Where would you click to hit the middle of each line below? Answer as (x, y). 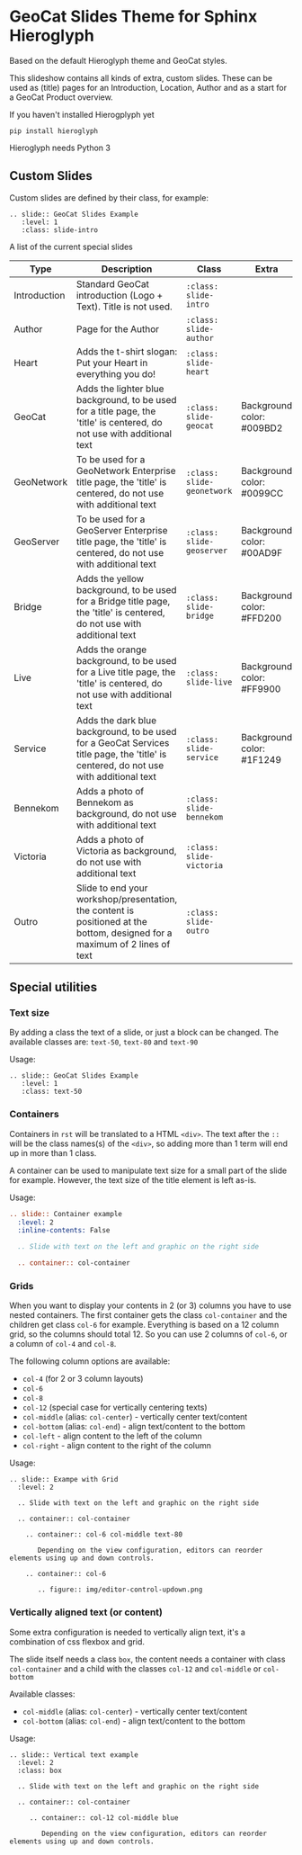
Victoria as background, (126, 850)
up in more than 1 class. (53, 1152)
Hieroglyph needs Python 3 (60, 148)
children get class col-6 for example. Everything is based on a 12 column (144, 1325)
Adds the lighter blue (120, 389)
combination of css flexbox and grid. (77, 1641)
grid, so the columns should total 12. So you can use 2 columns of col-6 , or (148, 1334)
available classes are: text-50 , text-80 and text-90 (104, 1042)
